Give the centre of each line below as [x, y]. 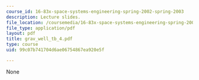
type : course [22, 45]
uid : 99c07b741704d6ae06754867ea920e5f [55, 50]
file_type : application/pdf [41, 28]
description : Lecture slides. [44, 17]
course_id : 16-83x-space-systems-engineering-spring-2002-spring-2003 [95, 11]
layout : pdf [21, 34]
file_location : [25, 22]
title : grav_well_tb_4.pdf [39, 39]
